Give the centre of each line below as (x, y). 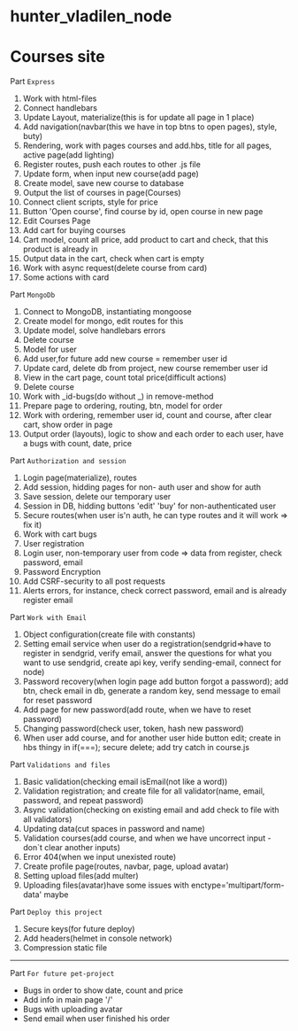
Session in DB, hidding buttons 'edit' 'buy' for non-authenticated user (149, 506)
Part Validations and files (61, 764)
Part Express (33, 81)
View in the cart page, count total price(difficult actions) (125, 377)
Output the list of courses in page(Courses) (102, 193)
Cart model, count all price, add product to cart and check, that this (145, 240)
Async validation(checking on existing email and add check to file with (151, 810)
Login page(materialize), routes (80, 478)
